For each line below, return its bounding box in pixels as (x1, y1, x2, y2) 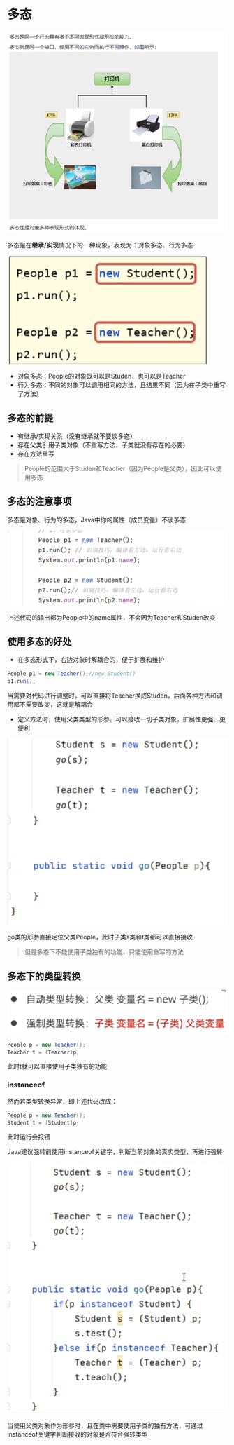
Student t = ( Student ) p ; (7, 1119, 80, 1126)
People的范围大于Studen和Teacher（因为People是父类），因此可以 (24, 464, 216, 473)
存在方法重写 (17, 449, 54, 458)
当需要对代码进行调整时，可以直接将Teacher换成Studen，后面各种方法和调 (7, 691, 223, 700)
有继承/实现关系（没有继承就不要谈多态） (17, 432, 136, 440)
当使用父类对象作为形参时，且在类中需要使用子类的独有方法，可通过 (7, 1421, 203, 1430)
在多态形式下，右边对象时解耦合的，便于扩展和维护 (17, 656, 165, 664)
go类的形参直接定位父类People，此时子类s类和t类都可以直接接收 (7, 933, 193, 942)
